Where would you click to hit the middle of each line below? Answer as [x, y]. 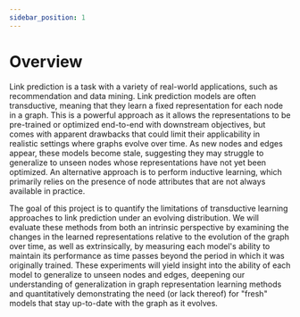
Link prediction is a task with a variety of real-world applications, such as [144, 87]
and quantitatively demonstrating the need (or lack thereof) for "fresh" [138, 293]
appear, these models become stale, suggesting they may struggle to [137, 153]
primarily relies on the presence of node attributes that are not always [137, 181]
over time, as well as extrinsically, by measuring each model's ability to [140, 246]
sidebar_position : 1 [48, 17]
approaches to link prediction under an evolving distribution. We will [134, 217]
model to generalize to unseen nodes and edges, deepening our [127, 274]
